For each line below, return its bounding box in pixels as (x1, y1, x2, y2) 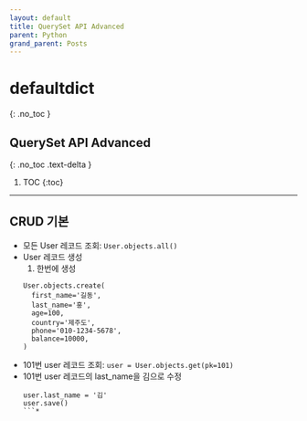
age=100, (31, 308, 65, 318)
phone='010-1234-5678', (31, 326, 122, 335)
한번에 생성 (36, 262, 76, 274)
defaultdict (9, 79, 95, 99)
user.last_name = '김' (22, 390, 108, 400)
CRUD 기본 (9, 214, 69, 229)
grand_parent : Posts (9, 38, 89, 48)
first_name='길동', (31, 290, 102, 300)
